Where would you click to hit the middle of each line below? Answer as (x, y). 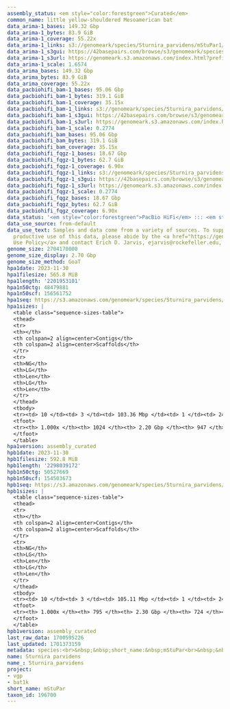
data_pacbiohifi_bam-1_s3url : (50, 122)
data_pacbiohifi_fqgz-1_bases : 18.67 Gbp (67, 154)
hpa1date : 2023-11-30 (38, 268)
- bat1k (18, 682)
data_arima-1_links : (37, 45)
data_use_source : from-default (52, 223)
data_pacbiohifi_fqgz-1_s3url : (52, 186)
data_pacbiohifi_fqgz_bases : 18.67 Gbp (64, 198)
